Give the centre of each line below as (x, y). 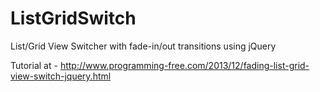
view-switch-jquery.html (61, 76)
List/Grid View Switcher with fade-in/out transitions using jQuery (143, 46)
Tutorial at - (34, 65)
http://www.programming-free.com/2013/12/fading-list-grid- (184, 65)
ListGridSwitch (73, 18)
